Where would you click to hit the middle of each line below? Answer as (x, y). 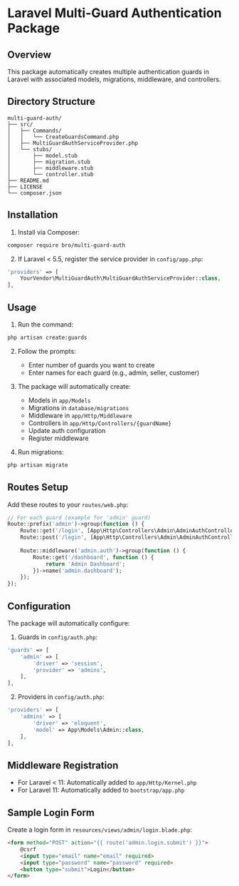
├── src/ (20, 124)
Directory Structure (52, 102)
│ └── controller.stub (51, 174)
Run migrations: (41, 452)
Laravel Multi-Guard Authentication (115, 13)
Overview (30, 55)
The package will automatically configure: (69, 623)
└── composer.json (34, 193)
